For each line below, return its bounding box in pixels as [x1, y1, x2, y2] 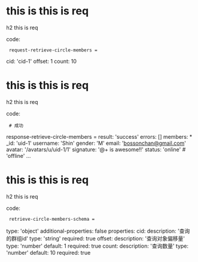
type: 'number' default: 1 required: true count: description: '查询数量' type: [6, 242, 189, 249]
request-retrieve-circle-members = [8, 47, 98, 53]
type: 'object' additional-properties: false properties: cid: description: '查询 [6, 227, 190, 234]
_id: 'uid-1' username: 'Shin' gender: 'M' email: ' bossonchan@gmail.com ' [6, 139, 187, 147]
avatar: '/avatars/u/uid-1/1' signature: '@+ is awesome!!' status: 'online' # [6, 145, 186, 153]
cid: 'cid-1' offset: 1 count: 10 [6, 57, 77, 65]
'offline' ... [6, 152, 31, 159]
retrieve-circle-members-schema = [8, 216, 95, 222]
